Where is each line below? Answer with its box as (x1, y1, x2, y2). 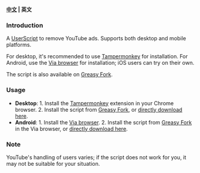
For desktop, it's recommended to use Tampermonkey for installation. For (6, 53, 188, 60)
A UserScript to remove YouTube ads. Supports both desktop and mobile (6, 35, 186, 42)
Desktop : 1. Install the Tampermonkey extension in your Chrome (14, 99, 174, 107)
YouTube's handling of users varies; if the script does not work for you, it (6, 153, 187, 161)
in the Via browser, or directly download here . (14, 125, 128, 132)
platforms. (6, 41, 32, 49)
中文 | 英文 (6, 6, 32, 13)
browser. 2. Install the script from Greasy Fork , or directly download (14, 106, 183, 113)
